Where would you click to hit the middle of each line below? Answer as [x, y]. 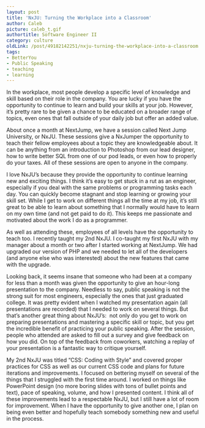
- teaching [20, 69]
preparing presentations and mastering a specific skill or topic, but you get [100, 322]
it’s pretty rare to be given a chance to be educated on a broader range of [99, 112]
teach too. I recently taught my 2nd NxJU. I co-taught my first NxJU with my [102, 239]
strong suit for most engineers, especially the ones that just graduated [95, 296]
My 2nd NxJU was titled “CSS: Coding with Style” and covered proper [95, 360]
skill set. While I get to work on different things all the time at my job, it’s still [102, 201]
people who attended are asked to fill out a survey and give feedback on [98, 335]
